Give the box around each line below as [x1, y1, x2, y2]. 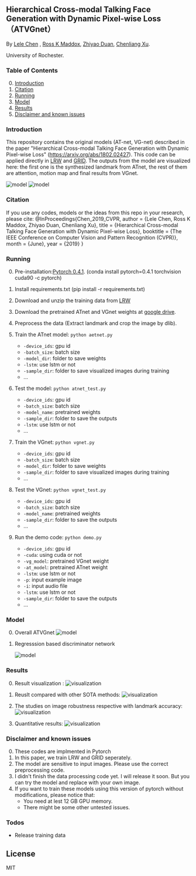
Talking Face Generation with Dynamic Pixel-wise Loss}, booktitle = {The [6, 228, 182, 235]
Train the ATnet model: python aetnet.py [14, 331, 113, 338]
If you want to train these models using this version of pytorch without [14, 785, 184, 792]
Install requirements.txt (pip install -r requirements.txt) [14, 286, 145, 292]
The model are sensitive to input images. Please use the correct [14, 760, 169, 767]
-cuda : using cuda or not [23, 552, 82, 558]
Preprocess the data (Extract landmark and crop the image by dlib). [14, 320, 177, 327]
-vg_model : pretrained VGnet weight [23, 557, 109, 564]
